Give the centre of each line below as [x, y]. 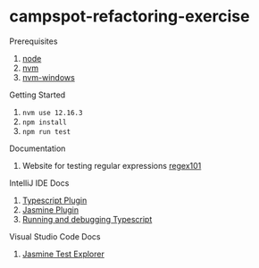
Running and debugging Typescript [87, 219]
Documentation [38, 148]
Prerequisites [33, 41]
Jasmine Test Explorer [63, 254]
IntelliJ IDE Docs [39, 183]
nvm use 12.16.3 [52, 113]
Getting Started [38, 95]
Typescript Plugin [54, 200]
